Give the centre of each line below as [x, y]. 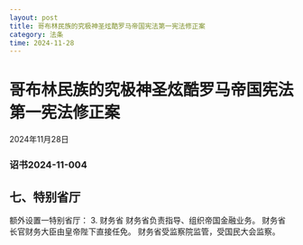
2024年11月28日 [39, 140]
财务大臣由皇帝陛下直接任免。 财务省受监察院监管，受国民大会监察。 [152, 231]
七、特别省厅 [45, 197]
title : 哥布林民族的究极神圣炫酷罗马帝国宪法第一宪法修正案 [107, 26]
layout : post [34, 18]
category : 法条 [37, 34]
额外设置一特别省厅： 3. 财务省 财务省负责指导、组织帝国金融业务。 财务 [144, 220]
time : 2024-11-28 [42, 43]
